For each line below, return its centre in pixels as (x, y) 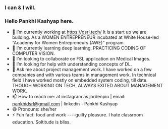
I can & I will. (20, 8)
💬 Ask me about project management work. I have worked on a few (82, 70)
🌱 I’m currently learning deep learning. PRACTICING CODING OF (79, 48)
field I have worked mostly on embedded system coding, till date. (80, 80)
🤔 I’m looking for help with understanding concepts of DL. (72, 64)
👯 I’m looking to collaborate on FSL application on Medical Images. (81, 59)
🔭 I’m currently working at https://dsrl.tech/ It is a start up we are (79, 32)
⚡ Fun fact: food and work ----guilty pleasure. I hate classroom (77, 115)
